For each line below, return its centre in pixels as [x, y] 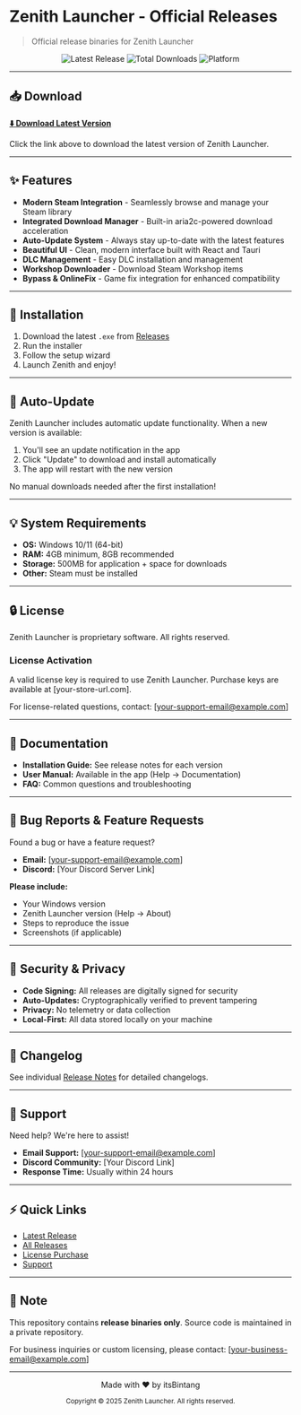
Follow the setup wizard [66, 355]
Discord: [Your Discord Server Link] [88, 869]
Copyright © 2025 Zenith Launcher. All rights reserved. [150, 1401]
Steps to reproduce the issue [76, 923]
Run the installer [52, 346]
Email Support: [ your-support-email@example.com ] [119, 1153]
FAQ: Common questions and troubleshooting [107, 784]
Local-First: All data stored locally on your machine [117, 1019]
